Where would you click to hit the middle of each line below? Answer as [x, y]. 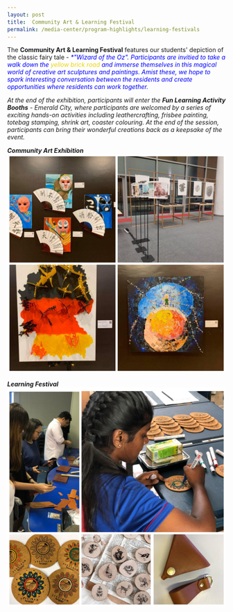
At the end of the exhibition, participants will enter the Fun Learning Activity [116, 100]
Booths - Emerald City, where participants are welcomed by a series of [109, 108]
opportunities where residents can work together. [78, 87]
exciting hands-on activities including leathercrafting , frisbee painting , [108, 115]
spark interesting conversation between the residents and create [100, 79]
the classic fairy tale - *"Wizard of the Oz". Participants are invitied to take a [116, 57]
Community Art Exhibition [45, 151]
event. [16, 137]
